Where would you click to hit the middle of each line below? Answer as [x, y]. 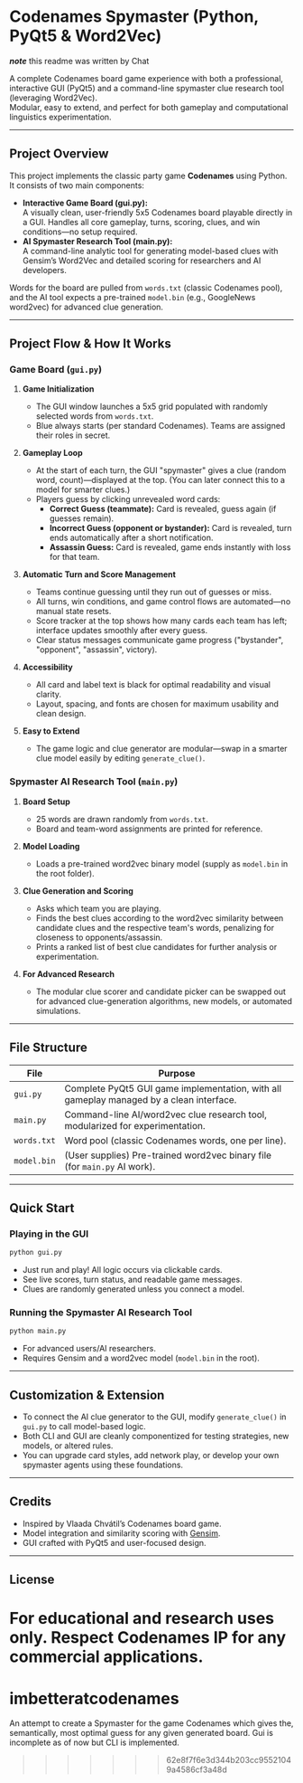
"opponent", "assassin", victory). [96, 650]
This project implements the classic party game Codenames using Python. [148, 175]
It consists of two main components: [77, 185]
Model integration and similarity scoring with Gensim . [121, 1533]
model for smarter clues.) [83, 489]
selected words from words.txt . [95, 416]
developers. [45, 270]
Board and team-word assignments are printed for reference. [149, 829]
